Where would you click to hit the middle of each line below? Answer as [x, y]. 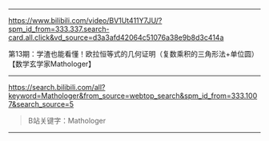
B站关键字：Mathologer [67, 121]
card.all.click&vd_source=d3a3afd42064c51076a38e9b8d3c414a [116, 37]
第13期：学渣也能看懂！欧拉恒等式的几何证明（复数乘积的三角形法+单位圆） [133, 54]
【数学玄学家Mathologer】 [52, 64]
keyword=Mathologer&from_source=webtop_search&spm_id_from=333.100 [133, 96]
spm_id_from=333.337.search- [59, 29]
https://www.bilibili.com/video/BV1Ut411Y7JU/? [85, 20]
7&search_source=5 [41, 104]
